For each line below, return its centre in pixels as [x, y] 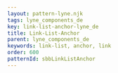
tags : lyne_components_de [45, 20]
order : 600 [23, 53]
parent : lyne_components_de [48, 40]
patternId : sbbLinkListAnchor [52, 59]
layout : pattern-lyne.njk [45, 14]
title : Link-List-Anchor [44, 33]
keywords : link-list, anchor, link [59, 46]
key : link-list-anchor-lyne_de [53, 26]
